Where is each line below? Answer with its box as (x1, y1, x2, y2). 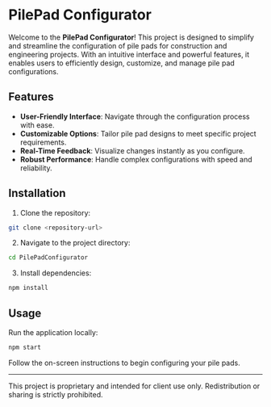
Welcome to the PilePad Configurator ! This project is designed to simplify (8, 32, 254, 42)
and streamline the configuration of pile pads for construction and (8, 40, 227, 50)
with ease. (19, 120, 55, 130)
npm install (8, 284, 48, 292)
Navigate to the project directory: (19, 238, 131, 248)
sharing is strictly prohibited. (8, 389, 103, 399)
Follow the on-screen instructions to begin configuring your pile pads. (8, 358, 240, 367)
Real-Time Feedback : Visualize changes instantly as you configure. (19, 145, 245, 155)
